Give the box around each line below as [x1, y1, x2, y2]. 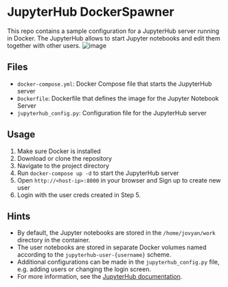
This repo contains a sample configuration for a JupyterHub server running [7, 27, 220, 35]
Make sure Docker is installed [16, 147, 101, 155]
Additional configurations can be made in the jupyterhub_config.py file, [16, 258, 220, 266]
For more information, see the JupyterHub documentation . [16, 273, 183, 281]
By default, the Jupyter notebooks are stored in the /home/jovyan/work [16, 229, 216, 237]
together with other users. [7, 41, 81, 49]
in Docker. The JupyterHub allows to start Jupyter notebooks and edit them [7, 34, 221, 42]
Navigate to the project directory [16, 161, 110, 170]
